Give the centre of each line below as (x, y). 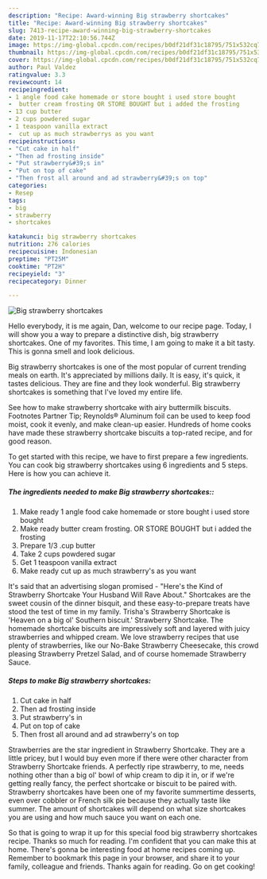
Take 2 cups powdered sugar (68, 554)
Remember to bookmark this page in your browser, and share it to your (124, 858)
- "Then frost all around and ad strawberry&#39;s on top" (108, 178)
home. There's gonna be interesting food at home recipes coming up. (122, 850)
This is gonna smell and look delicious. (72, 351)
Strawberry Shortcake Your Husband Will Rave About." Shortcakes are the (130, 595)
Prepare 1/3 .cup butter (58, 546)
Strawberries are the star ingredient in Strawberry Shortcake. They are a (127, 750)
